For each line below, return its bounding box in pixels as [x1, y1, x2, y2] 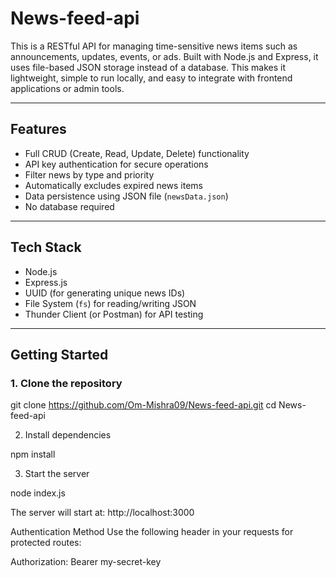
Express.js [24, 276, 68, 288]
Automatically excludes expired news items [24, 179, 204, 191]
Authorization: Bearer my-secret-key [10, 556, 162, 568]
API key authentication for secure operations [24, 158, 209, 170]
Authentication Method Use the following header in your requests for [10, 526, 294, 538]
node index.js [10, 487, 66, 499]
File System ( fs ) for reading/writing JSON [24, 297, 197, 309]
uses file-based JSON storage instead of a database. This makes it [10, 61, 287, 73]
